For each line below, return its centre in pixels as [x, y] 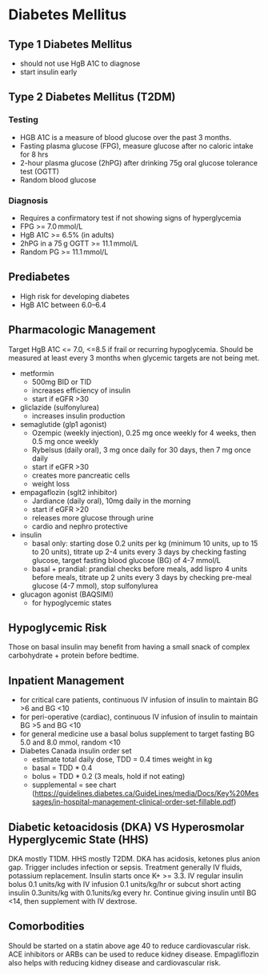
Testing [23, 120]
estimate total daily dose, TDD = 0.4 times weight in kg [122, 759]
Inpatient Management [66, 680]
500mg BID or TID [62, 382]
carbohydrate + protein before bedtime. [74, 655]
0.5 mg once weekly [65, 441]
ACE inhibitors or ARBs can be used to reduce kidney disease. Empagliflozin [134, 954]
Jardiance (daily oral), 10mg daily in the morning [111, 501]
